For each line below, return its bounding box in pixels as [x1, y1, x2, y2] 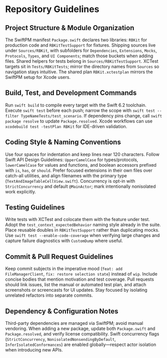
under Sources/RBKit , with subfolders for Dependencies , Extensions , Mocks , [5, 48, 157, 53]
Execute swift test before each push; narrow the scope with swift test [5, 107, 155, 113]
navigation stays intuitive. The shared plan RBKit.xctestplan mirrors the [5, 69, 153, 75]
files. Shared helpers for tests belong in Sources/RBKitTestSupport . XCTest [5, 58, 158, 64]
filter [5, 113, 19, 118]
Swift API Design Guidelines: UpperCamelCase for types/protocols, [5, 157, 138, 163]
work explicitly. [5, 188, 36, 194]
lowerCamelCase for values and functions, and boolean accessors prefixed [5, 162, 156, 168]
